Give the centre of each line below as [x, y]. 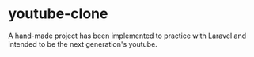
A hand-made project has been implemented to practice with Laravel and [127, 36]
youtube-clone [58, 14]
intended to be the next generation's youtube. [83, 44]
